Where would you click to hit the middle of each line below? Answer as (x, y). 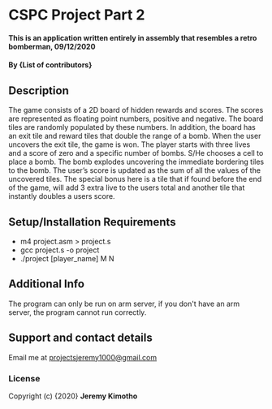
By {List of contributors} (50, 65)
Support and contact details (80, 338)
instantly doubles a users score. (62, 196)
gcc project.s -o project (60, 250)
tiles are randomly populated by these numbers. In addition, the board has (132, 127)
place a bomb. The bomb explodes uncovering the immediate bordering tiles (136, 162)
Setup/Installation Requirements (92, 222)
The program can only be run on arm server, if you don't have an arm (124, 304)
